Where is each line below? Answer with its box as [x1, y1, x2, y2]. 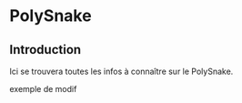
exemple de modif [9, 84, 77, 94]
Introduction [9, 42, 82, 57]
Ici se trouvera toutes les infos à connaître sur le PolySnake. [9, 66, 234, 77]
